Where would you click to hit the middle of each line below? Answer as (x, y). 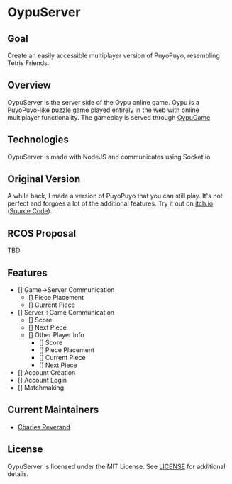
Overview (29, 85)
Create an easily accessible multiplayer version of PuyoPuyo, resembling (114, 55)
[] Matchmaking (41, 388)
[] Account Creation (46, 373)
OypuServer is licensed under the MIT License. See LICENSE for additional (116, 466)
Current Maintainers (53, 410)
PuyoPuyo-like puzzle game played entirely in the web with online (104, 110)
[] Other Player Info (56, 335)
